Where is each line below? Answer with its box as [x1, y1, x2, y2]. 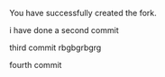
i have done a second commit [9, 25, 119, 35]
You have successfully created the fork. [9, 8, 158, 18]
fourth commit [9, 60, 62, 70]
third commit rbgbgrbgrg [9, 42, 102, 53]
